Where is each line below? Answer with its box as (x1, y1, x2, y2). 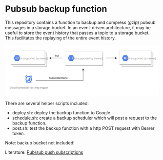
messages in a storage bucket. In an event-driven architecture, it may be (5, 24, 151, 30)
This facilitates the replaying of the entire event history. (5, 35, 116, 41)
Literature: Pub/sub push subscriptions (5, 149, 83, 155)
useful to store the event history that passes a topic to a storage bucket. (5, 30, 150, 36)
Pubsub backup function (5, 3, 107, 15)
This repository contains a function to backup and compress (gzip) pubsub (5, 19, 156, 25)
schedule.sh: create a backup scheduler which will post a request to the (12, 115, 157, 121)
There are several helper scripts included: (5, 100, 89, 106)
